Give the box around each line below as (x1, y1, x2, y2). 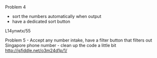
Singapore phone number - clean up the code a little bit (5, 43, 117, 48)
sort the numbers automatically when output (12, 14, 101, 19)
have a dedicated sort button (12, 19, 71, 24)
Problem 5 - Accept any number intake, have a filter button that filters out (5, 37, 153, 43)
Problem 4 (5, 4, 26, 10)
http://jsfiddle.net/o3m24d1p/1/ (5, 48, 67, 53)
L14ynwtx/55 (5, 28, 31, 33)
